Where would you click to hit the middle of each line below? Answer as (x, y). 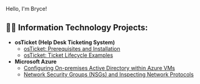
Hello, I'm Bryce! (26, 9)
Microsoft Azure (36, 61)
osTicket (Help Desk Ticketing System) (65, 42)
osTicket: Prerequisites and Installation (72, 48)
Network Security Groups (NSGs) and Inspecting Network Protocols (109, 74)
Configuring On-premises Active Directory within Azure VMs (99, 68)
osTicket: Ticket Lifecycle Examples (68, 55)
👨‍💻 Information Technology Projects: (77, 27)
